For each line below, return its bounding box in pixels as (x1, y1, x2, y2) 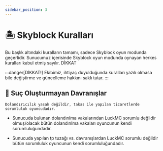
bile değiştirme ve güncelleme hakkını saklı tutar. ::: (5, 75, 109, 81)
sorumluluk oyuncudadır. (5, 106, 56, 111)
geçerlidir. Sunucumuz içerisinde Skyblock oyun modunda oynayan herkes (5, 54, 157, 60)
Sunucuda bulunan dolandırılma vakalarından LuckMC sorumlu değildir (12, 115, 156, 121)
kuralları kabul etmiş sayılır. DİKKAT (5, 60, 77, 66)
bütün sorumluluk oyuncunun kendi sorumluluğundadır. (12, 141, 125, 147)
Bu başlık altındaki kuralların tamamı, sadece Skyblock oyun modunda (5, 49, 147, 55)
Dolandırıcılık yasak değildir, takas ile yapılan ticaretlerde (5, 102, 140, 107)
